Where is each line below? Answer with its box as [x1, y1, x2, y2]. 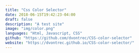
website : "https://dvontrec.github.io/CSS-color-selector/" [5, 40, 135, 45]
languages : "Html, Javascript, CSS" [5, 31, 82, 36]
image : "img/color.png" [5, 26, 56, 31]
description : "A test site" [5, 21, 65, 27]
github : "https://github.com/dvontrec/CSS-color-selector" [5, 36, 132, 41]
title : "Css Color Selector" [5, 7, 67, 13]
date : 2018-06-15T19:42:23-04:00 [5, 12, 76, 17]
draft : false [5, 17, 33, 22]
